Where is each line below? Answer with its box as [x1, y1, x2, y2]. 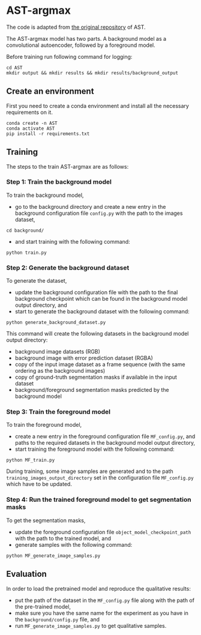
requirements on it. [6, 109, 53, 116]
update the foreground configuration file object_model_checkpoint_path [14, 528, 191, 535]
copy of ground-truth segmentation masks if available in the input [14, 373, 177, 381]
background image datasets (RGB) [14, 348, 101, 355]
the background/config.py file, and [14, 616, 100, 623]
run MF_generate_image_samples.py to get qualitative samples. [14, 622, 167, 629]
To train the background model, [6, 191, 84, 199]
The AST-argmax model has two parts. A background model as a [6, 35, 167, 42]
